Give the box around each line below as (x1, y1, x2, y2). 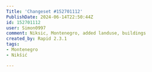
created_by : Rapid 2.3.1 (6, 36, 67, 42)
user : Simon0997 (6, 25, 46, 31)
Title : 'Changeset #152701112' (6, 8, 83, 15)
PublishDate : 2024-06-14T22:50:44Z (6, 14, 94, 20)
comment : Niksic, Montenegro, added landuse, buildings (6, 30, 146, 36)
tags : (6, 42, 19, 47)
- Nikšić (6, 52, 28, 58)
